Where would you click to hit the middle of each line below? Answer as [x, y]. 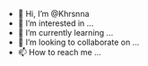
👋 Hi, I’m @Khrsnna [53, 14]
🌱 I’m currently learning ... [65, 33]
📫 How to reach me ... [59, 52]
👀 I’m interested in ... [56, 23]
